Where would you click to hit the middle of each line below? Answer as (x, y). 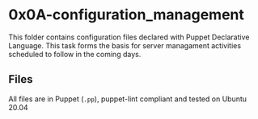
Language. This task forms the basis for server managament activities (125, 45)
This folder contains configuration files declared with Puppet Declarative (129, 37)
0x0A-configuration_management (127, 15)
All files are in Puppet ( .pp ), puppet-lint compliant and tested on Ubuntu (128, 99)
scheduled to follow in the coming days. (75, 54)
